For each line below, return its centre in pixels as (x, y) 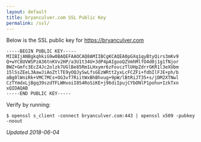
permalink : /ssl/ (28, 23)
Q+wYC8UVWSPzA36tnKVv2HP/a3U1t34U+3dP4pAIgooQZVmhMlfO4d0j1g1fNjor (93, 62)
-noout (14, 121)
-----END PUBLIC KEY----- (39, 94)
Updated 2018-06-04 (33, 132)
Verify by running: (29, 105)
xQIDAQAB (17, 88)
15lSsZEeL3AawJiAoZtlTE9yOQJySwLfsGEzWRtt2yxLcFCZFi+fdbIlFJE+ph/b (93, 73)
